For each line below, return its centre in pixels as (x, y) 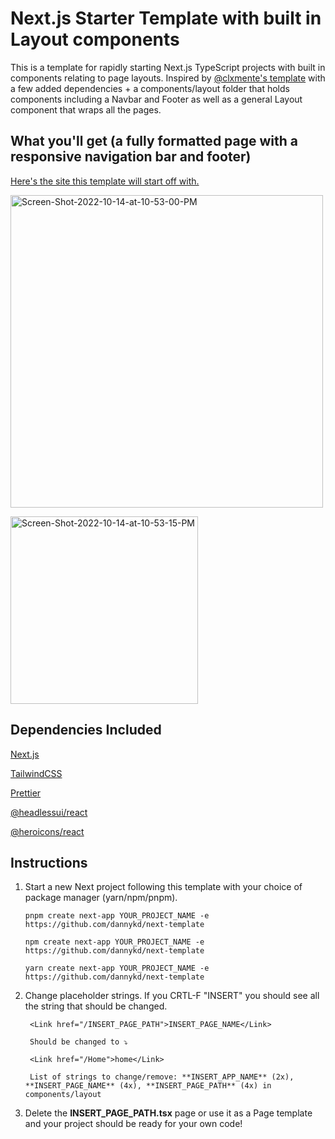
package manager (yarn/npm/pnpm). (101, 898)
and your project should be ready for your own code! (133, 1124)
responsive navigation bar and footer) (131, 157)
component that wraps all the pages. (86, 109)
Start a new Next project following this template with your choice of (163, 887)
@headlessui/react (49, 812)
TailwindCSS (36, 773)
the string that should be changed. (96, 1006)
